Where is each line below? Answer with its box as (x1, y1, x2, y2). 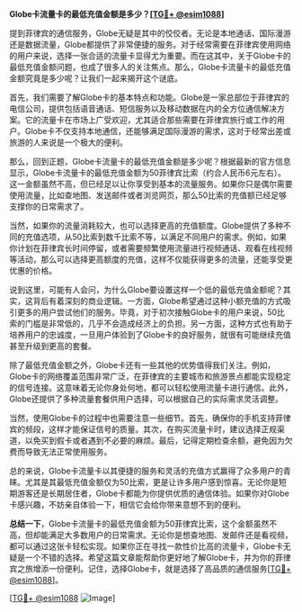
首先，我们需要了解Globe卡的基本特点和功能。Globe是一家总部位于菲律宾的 (9, 92, 289, 103)
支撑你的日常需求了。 (9, 202, 88, 211)
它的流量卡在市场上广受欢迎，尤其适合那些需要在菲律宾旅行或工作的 (24, 114, 277, 125)
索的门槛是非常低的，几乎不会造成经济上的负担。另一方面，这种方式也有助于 (9, 319, 293, 328)
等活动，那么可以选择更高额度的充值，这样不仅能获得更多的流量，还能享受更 (9, 254, 293, 265)
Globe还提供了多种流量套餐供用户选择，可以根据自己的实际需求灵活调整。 (9, 393, 283, 404)
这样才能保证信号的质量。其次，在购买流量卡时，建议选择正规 (48, 424, 277, 435)
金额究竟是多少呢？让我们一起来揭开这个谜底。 (9, 73, 182, 84)
